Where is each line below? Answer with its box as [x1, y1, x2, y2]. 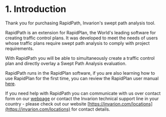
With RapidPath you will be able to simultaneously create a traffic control [5, 55, 155, 61]
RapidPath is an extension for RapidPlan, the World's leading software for [5, 29, 156, 35]
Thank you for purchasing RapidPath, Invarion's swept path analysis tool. [5, 20, 155, 26]
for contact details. [71, 106, 110, 112]
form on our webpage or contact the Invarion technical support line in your [5, 96, 159, 102]
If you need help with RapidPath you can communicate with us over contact [5, 90, 161, 96]
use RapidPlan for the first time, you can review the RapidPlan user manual [5, 75, 159, 81]
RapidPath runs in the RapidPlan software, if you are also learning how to [5, 70, 155, 76]
